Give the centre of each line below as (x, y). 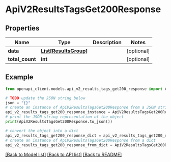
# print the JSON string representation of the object (65, 117)
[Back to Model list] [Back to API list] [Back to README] (64, 155)
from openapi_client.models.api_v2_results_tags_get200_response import (84, 89)
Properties (22, 28)
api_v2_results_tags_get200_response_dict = (53, 136)
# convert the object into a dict (42, 131)
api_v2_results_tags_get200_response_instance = (58, 112)
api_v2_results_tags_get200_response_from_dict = (59, 145)
